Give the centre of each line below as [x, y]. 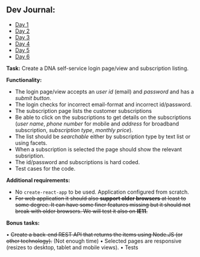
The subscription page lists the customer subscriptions [83, 110]
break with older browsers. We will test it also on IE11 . [81, 211]
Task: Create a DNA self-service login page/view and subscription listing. [97, 68]
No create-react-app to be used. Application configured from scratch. [102, 192]
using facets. [31, 143]
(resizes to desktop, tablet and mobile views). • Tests [72, 247]
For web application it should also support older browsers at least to [101, 198]
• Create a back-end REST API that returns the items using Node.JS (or [95, 234]
